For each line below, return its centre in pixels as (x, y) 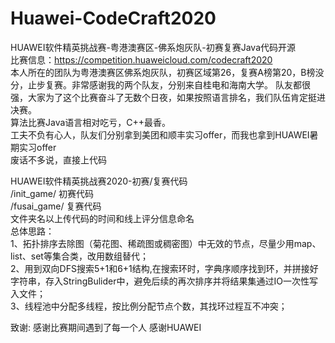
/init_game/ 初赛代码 (52, 193)
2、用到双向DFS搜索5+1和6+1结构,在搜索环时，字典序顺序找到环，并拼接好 (164, 268)
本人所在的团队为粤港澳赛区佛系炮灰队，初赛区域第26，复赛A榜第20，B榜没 (167, 72)
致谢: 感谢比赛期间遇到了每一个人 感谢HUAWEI (106, 327)
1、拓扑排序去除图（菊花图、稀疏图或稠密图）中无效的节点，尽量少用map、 (166, 243)
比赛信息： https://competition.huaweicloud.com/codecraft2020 (141, 59)
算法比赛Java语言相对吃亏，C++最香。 (91, 122)
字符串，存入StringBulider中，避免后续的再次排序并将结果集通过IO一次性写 (164, 281)
